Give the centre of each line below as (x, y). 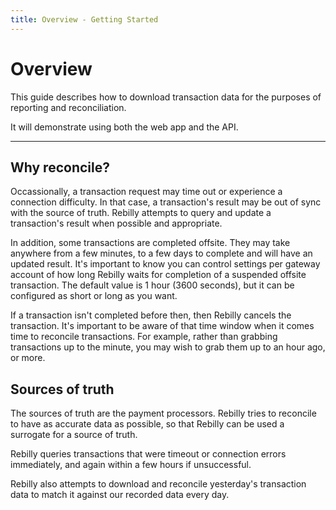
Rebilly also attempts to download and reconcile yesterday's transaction (158, 484)
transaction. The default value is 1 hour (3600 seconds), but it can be (152, 285)
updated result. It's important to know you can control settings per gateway (165, 264)
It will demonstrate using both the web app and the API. (124, 127)
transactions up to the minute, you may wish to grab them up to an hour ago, (168, 347)
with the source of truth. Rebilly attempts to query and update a (141, 213)
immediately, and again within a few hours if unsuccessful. (131, 465)
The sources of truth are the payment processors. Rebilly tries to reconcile (163, 413)
